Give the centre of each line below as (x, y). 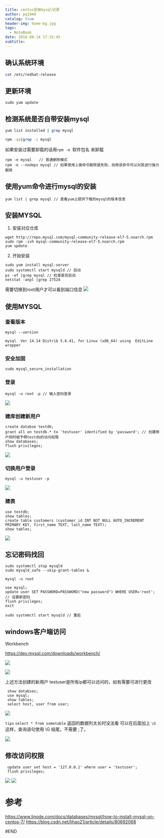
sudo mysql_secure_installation (38, 369)
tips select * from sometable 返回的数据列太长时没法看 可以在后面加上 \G (81, 723)
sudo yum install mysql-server (37, 265)
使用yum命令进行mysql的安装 (51, 187)
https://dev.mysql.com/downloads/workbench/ (53, 653)
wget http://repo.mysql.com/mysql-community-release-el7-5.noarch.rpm (79, 237)
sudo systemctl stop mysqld (34, 566)
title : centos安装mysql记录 (33, 10)
